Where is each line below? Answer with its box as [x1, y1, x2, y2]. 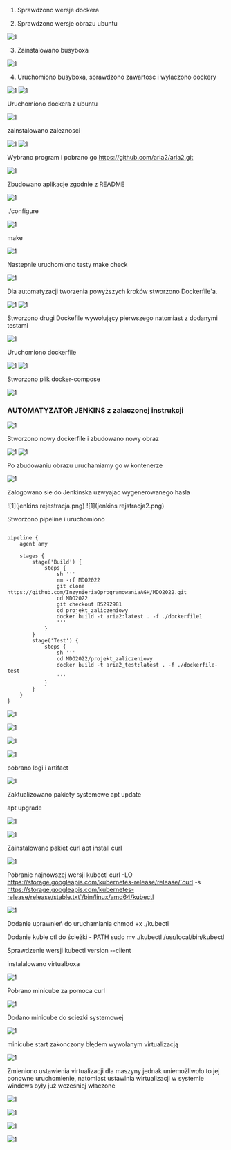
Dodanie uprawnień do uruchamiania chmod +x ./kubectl [7, 920, 169, 928]
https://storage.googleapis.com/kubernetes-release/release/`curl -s [7, 878, 201, 887]
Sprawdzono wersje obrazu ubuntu [17, 19, 118, 27]
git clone [56, 583, 85, 590]
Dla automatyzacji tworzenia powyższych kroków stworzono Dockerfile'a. [7, 287, 218, 295]
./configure [7, 207, 39, 215]
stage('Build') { [32, 559, 82, 566]
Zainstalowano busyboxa [17, 46, 89, 54]
